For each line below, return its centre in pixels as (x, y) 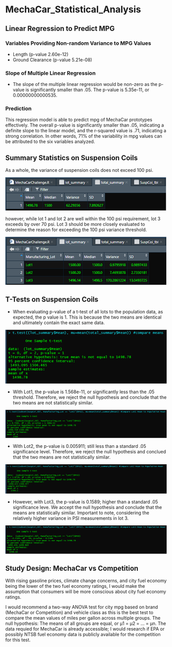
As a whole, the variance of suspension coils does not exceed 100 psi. (79, 170)
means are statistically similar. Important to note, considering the (81, 513)
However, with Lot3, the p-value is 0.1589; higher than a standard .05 (85, 502)
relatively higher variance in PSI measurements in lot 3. (71, 518)
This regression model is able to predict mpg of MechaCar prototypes (79, 120)
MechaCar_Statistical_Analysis (73, 10)
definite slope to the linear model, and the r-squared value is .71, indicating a (86, 131)
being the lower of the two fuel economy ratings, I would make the (75, 586)
